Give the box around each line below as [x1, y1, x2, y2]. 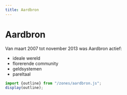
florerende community [12, 60, 58, 66]
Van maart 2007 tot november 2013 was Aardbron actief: [5, 45, 122, 51]
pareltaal [12, 71, 31, 77]
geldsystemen [12, 65, 42, 71]
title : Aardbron [5, 7, 39, 12]
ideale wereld [12, 55, 40, 61]
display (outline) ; [5, 85, 43, 90]
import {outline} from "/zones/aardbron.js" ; [5, 80, 101, 85]
